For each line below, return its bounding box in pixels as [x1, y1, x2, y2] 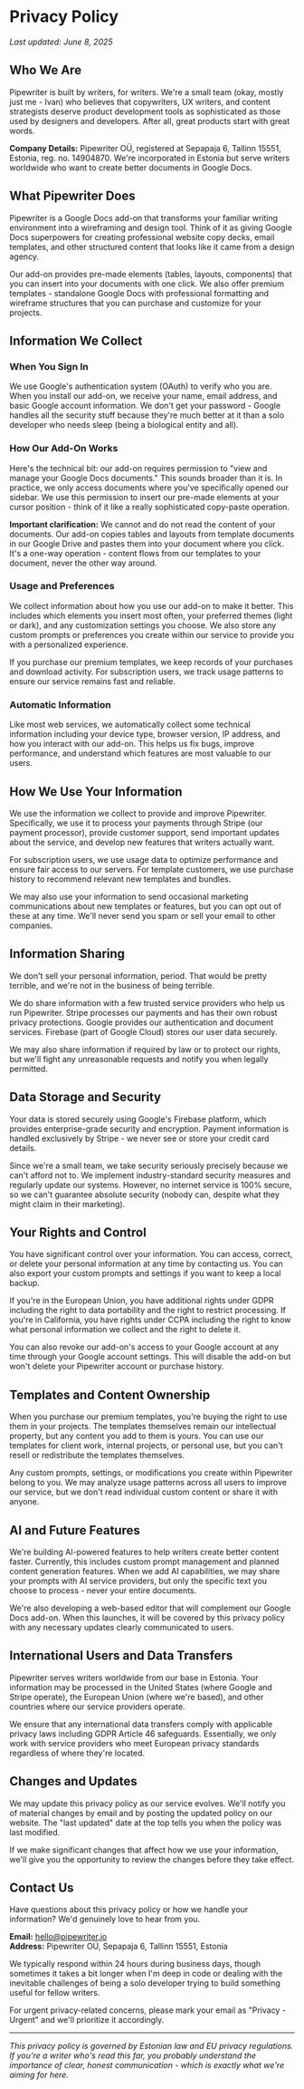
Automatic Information [9, 698, 111, 711]
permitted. [9, 1063, 48, 1074]
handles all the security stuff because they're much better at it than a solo [9, 410, 285, 421]
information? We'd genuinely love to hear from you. [9, 1914, 201, 1925]
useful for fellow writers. [9, 1987, 100, 1998]
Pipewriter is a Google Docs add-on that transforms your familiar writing [9, 212, 279, 223]
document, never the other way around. [9, 557, 157, 568]
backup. [9, 1278, 41, 1289]
